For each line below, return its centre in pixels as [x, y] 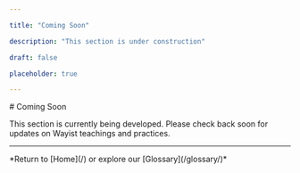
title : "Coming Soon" [50, 25]
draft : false [33, 58]
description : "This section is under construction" [107, 41]
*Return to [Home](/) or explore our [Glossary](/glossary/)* [118, 159]
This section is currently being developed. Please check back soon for [139, 124]
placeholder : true [43, 74]
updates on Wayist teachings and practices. [90, 134]
